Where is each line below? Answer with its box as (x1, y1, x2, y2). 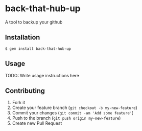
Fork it (12, 100, 25, 106)
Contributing (5, 87, 45, 95)
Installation (5, 33, 40, 42)
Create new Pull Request (12, 120, 62, 126)
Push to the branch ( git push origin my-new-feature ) (12, 115, 121, 121)
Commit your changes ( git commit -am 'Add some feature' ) (12, 110, 134, 116)
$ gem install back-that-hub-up (5, 46, 71, 51)
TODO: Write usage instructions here (5, 72, 79, 78)
